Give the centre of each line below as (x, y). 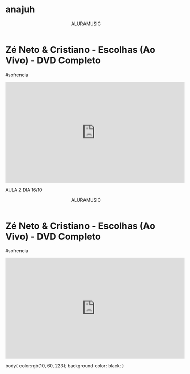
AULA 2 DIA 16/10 (24, 190)
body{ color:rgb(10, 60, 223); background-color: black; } (65, 366)
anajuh (20, 9)
